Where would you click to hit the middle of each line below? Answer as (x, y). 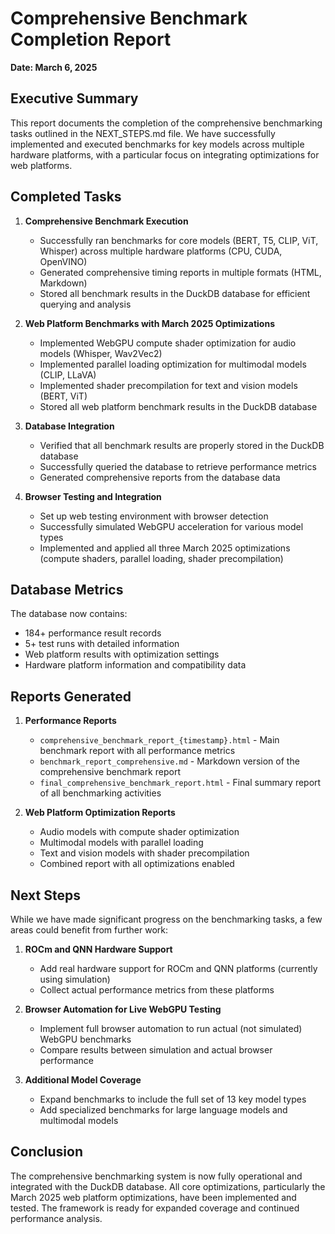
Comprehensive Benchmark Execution (106, 221)
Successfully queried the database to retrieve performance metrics (178, 466)
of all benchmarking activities (100, 793)
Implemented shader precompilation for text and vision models (168, 385)
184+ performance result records (93, 633)
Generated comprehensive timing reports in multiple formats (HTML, (180, 272)
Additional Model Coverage (83, 1080)
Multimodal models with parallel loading (121, 843)
